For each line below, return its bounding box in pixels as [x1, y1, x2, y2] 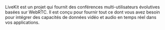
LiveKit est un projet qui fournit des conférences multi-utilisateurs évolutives [5, 4, 160, 10]
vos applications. [5, 19, 40, 25]
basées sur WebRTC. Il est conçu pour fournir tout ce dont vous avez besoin [5, 9, 160, 15]
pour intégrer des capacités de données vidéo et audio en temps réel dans [5, 15, 157, 20]
